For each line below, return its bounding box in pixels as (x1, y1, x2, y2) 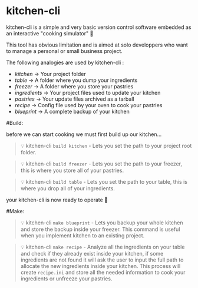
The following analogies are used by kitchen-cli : (6, 59, 124, 66)
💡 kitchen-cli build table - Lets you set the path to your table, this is (20, 178, 187, 185)
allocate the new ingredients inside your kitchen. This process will (20, 262, 181, 269)
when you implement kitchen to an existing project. (20, 231, 145, 239)
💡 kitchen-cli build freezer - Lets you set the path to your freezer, (20, 160, 183, 167)
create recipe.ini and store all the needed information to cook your (20, 269, 186, 276)
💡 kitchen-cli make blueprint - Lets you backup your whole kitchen (20, 219, 183, 226)
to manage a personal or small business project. (6, 47, 123, 54)
